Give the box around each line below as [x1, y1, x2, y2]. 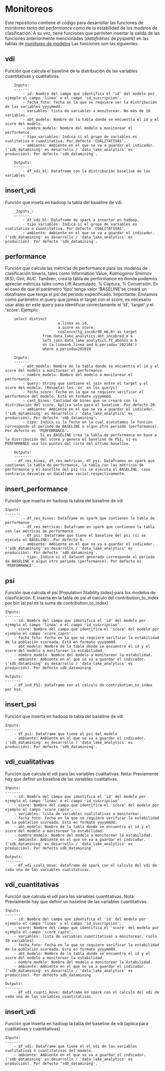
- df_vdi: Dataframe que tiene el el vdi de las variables [14, 1044, 137, 1049]
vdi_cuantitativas [5, 881, 59, 889]
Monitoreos [5, 3, 53, 15]
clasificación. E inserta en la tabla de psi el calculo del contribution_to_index [5, 595, 159, 601]
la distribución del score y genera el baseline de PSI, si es [5, 437, 137, 442]
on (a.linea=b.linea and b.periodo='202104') [42, 343, 137, 347]
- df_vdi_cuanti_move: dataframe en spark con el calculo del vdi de [14, 990, 160, 995]
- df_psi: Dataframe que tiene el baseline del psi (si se [23, 533, 146, 538]
